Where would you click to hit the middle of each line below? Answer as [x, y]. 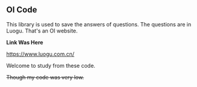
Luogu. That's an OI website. [42, 31]
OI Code [22, 10]
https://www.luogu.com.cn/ [40, 54]
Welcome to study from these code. [51, 65]
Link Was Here [25, 42]
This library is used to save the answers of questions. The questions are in [99, 24]
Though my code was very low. [45, 77]
